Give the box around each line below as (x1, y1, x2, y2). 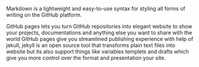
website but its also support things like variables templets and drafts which (6, 48, 189, 55)
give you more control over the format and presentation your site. (6, 55, 166, 61)
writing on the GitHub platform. (6, 11, 82, 18)
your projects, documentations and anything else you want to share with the (6, 29, 192, 36)
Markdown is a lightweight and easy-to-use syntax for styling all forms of (6, 5, 185, 12)
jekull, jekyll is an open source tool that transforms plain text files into (6, 42, 175, 49)
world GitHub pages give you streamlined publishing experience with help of (6, 36, 194, 42)
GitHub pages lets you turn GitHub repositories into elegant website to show (6, 23, 192, 30)
